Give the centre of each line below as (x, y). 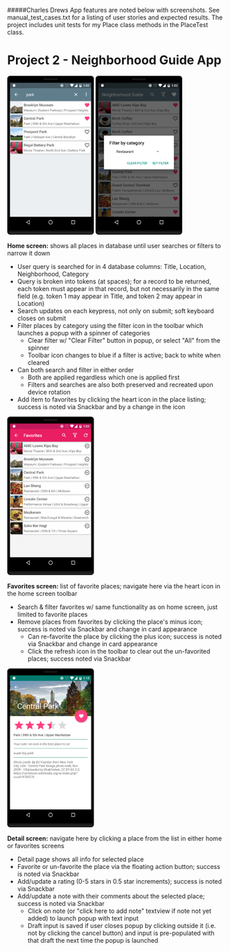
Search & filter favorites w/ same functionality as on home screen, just (117, 607)
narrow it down (29, 253)
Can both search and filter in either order (76, 370)
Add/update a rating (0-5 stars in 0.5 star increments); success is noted (120, 882)
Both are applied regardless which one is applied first (104, 377)
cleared (38, 362)
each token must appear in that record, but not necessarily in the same (118, 288)
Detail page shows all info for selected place (80, 859)
